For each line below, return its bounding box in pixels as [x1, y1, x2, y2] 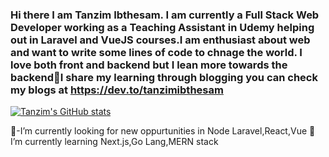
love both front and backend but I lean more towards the [10, 58, 288, 72]
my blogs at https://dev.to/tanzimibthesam [10, 83, 224, 97]
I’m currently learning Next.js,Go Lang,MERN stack [10, 136, 219, 148]
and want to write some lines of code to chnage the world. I [10, 45, 303, 59]
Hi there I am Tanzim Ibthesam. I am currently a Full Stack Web [10, 8, 320, 22]
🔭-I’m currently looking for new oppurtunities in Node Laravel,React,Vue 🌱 [10, 125, 316, 137]
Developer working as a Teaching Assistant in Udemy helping [10, 20, 315, 34]
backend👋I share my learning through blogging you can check [10, 70, 318, 84]
